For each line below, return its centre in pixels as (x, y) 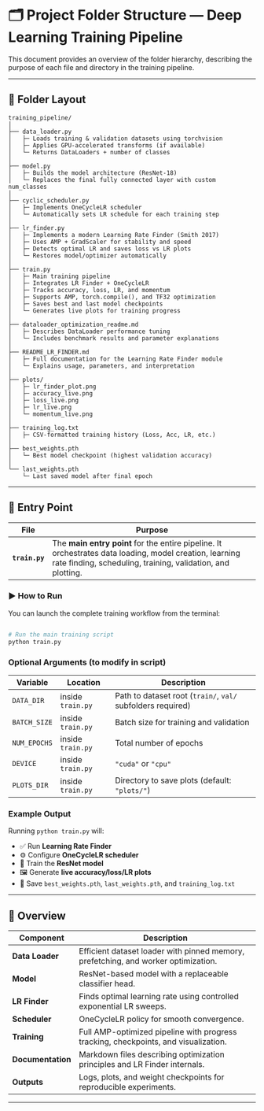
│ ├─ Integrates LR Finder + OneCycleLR (79, 283)
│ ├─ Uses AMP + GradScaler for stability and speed (100, 242)
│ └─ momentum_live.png (50, 414)
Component (42, 938)
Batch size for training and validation (182, 722)
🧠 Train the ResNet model (61, 864)
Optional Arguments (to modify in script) (87, 662)
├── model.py (29, 166)
